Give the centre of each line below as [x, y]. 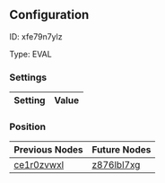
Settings [28, 77]
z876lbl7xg [116, 165]
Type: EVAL [30, 54]
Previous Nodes [48, 150]
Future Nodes [122, 150]
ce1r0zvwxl [39, 165]
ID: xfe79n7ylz [36, 36]
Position [28, 126]
